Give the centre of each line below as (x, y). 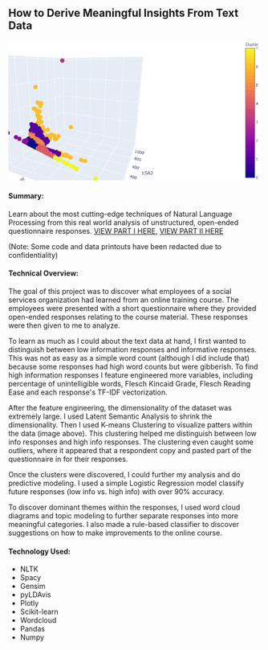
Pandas (32, 629)
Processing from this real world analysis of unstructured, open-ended (124, 222)
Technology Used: (39, 551)
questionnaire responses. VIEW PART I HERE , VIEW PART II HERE (116, 231)
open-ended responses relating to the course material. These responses (128, 317)
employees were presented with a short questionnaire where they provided (132, 308)
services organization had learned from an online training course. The (124, 300)
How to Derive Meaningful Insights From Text (124, 13)
